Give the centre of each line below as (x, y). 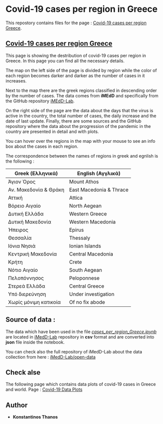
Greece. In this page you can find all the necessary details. (65, 61)
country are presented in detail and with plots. (52, 131)
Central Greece (87, 286)
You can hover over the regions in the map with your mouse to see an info (81, 141)
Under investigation (92, 294)
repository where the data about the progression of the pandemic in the (78, 126)
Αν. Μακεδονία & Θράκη (36, 190)
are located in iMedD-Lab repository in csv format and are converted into (80, 337)
